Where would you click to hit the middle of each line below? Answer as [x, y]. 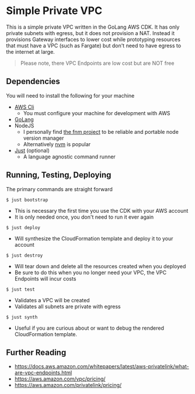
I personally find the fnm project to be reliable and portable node [101, 132]
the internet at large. [31, 51]
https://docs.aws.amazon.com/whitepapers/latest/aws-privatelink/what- [102, 367]
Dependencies [33, 82]
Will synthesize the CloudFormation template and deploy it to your [94, 239]
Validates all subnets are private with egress [67, 306]
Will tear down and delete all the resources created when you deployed [100, 266]
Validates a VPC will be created [52, 300]
